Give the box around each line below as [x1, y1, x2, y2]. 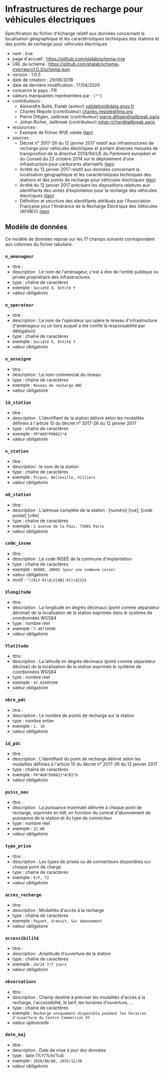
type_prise [5, 843, 31, 849]
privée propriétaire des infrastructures [12, 274, 90, 280]
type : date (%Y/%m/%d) [12, 1052, 64, 1058]
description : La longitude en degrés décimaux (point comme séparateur [12, 604, 160, 610]
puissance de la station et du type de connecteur [12, 815, 113, 821]
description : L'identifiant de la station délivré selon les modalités [12, 415, 144, 421]
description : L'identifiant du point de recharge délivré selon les [12, 756, 141, 762]
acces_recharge [5, 892, 42, 898]
